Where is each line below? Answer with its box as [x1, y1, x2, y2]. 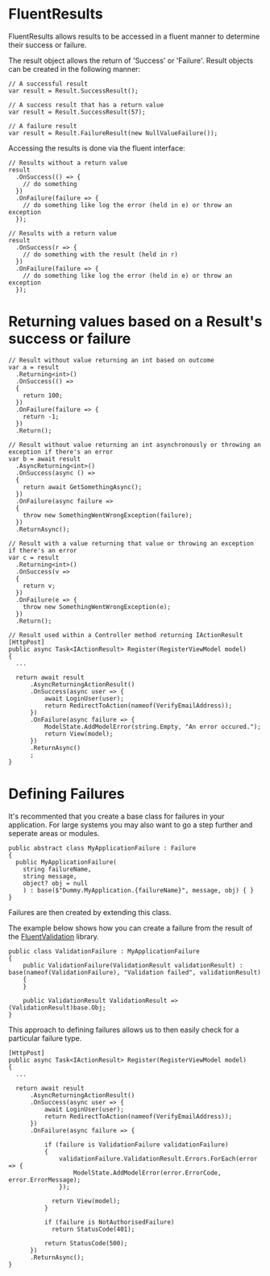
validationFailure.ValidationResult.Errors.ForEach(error [59, 1154, 258, 1162]
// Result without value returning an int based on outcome [8, 356, 215, 364]
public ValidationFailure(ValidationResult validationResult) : [23, 961, 243, 969]
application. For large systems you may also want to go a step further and [8, 819, 253, 830]
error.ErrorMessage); [8, 1175, 81, 1184]
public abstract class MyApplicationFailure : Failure [8, 843, 197, 852]
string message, [23, 872, 78, 880]
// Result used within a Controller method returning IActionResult [8, 631, 243, 639]
